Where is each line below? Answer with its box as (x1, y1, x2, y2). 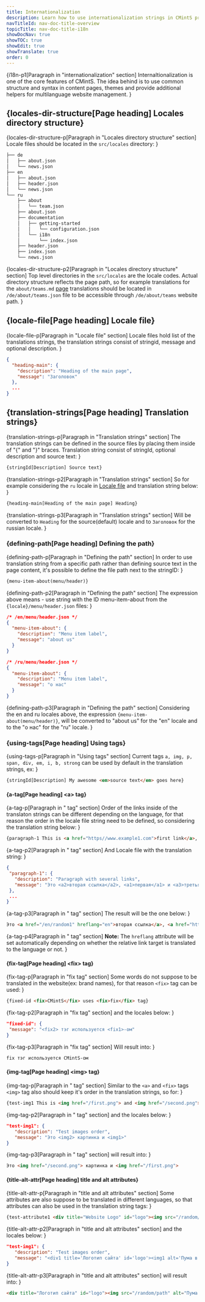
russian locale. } (6, 524, 47, 532)
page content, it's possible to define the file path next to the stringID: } (6, 566, 183, 574)
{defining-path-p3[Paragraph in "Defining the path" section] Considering (6, 704, 190, 711)
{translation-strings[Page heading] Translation (6, 407, 189, 418)
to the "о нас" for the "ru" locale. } (6, 723, 93, 731)
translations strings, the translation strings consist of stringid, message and (6, 338, 196, 345)
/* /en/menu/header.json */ (6, 614, 78, 620)
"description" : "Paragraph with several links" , (14, 876, 140, 882)
